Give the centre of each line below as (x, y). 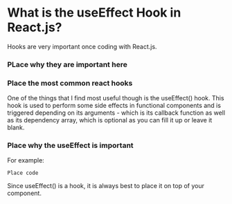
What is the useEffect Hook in (94, 13)
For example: (26, 160)
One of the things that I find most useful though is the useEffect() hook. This (116, 98)
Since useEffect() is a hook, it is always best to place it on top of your (106, 186)
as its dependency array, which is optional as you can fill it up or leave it (110, 120)
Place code (23, 173)
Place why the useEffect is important (70, 145)
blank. (16, 128)
